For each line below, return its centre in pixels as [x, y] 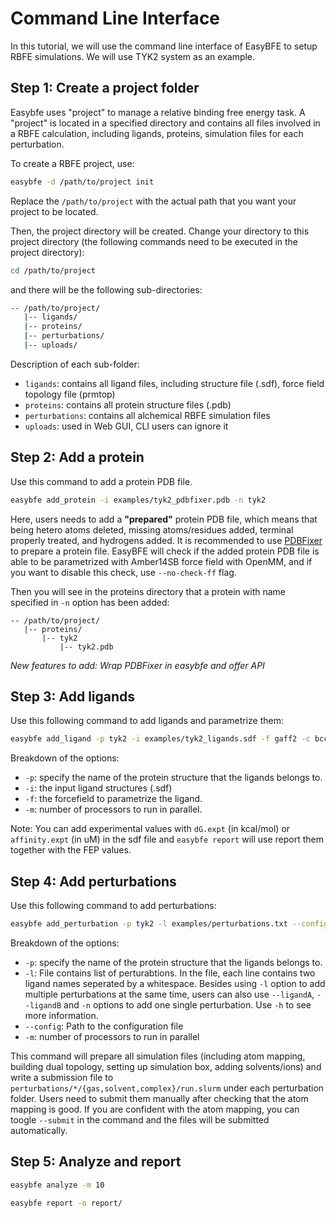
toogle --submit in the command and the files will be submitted [140, 1119]
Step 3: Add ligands [73, 696]
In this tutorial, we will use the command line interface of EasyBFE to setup [164, 46]
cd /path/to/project [53, 270]
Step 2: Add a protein [77, 457]
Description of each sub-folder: [75, 364]
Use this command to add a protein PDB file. [101, 481]
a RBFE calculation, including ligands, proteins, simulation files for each [157, 133]
